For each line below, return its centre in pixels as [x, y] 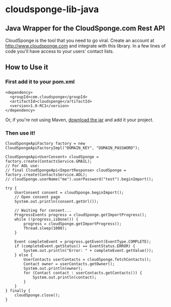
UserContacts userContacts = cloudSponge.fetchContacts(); [88, 259]
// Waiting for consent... [43, 210]
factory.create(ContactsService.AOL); [46, 174]
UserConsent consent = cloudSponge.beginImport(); [69, 192]
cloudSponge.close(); [37, 295]
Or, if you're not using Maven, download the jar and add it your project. [79, 120]
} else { [24, 255]
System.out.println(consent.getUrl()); [57, 201]
